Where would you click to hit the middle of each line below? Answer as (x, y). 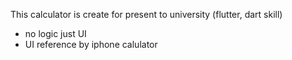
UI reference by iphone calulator (91, 44)
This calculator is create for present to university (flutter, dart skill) (146, 14)
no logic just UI (55, 33)
